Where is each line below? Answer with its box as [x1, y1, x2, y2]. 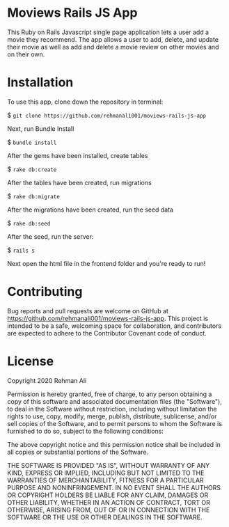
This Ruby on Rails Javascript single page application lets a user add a [7, 28, 210, 36]
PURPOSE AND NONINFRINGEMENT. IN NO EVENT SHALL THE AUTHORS [7, 483, 221, 491]
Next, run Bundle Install [7, 124, 74, 133]
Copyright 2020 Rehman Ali [7, 376, 87, 384]
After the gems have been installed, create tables [7, 151, 148, 159]
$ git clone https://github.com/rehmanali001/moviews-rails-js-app [7, 111, 207, 119]
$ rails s [7, 246, 35, 254]
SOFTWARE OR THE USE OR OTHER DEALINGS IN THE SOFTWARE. [7, 513, 203, 521]
